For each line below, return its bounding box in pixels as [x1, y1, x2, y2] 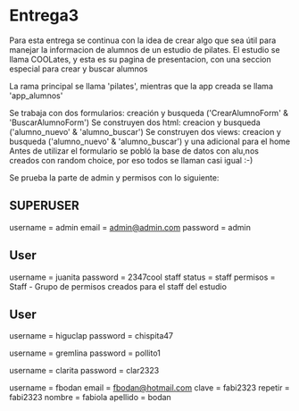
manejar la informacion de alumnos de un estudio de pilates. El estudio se [9, 44, 280, 55]
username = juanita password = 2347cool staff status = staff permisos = [9, 272, 276, 282]
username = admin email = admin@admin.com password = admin [9, 222, 252, 232]
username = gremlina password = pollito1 [9, 348, 161, 358]
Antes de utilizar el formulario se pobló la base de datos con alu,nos [9, 145, 259, 156]
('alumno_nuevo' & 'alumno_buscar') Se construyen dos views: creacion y [9, 126, 281, 137]
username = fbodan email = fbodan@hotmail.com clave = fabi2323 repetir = [9, 382, 290, 393]
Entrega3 [9, 5, 79, 26]
